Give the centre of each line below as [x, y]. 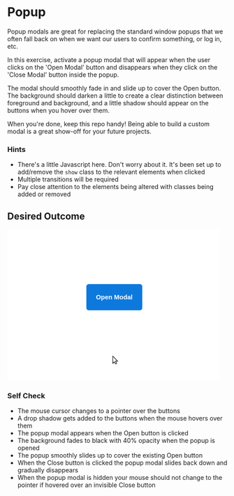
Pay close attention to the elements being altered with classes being [116, 187]
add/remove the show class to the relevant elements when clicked [111, 172]
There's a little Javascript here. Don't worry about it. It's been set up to [119, 165]
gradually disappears [48, 470]
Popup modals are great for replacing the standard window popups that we [115, 31]
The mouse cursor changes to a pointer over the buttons [98, 411]
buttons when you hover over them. [58, 110]
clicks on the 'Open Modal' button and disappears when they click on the [112, 67]
